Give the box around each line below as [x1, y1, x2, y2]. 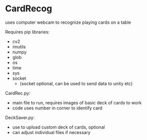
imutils [12, 44, 26, 49]
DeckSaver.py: [5, 114, 35, 120]
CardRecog [5, 3, 52, 14]
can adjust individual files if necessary [12, 129, 91, 135]
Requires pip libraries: [5, 29, 50, 35]
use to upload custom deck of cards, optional [12, 124, 105, 130]
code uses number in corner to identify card [12, 105, 102, 111]
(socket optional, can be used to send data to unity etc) [19, 80, 133, 87]
